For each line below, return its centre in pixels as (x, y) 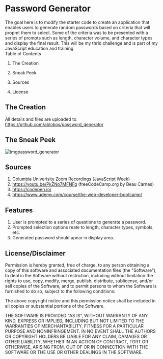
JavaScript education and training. (40, 48)
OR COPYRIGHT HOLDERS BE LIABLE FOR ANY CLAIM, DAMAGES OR (76, 336)
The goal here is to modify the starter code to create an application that (77, 22)
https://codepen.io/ (32, 190)
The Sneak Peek (30, 140)
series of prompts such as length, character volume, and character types (79, 38)
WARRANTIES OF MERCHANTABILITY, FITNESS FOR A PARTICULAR (74, 326)
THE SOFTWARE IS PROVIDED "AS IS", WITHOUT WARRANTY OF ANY (77, 315)
